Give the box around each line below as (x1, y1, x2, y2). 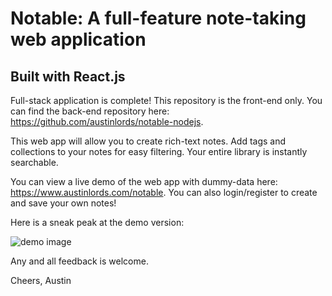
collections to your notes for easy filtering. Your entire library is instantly (10, 146, 308, 157)
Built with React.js (10, 68, 126, 85)
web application (10, 28, 147, 51)
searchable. (10, 157, 59, 168)
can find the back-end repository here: (10, 105, 170, 117)
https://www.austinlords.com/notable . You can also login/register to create (10, 187, 318, 198)
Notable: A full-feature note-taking (10, 7, 307, 30)
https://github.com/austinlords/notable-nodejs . (10, 116, 204, 127)
